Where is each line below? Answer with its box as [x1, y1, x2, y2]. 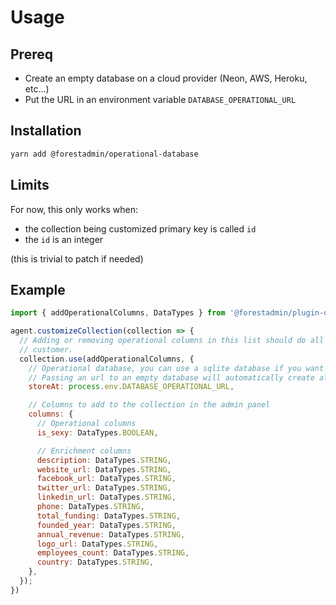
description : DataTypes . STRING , [36, 455, 172, 465]
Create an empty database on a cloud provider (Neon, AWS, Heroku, [24, 72, 308, 84]
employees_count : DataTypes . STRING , [36, 548, 190, 558]
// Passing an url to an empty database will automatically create [28, 372, 315, 383]
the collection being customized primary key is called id [24, 222, 257, 235]
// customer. [19, 344, 74, 355]
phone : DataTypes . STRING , [36, 502, 145, 512]
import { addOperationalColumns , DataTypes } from [10, 308, 226, 318]
